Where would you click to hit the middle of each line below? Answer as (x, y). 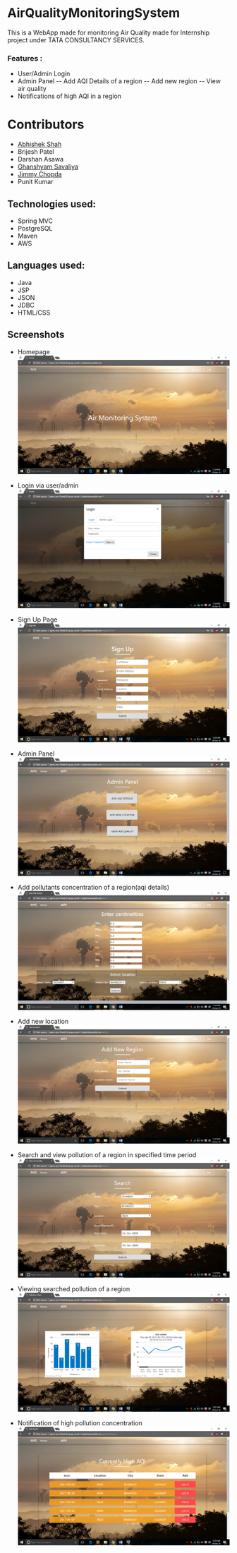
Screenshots (36, 335)
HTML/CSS (34, 313)
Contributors (46, 125)
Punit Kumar (35, 182)
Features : (25, 58)
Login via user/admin (48, 485)
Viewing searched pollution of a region (74, 1289)
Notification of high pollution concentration (80, 1422)
